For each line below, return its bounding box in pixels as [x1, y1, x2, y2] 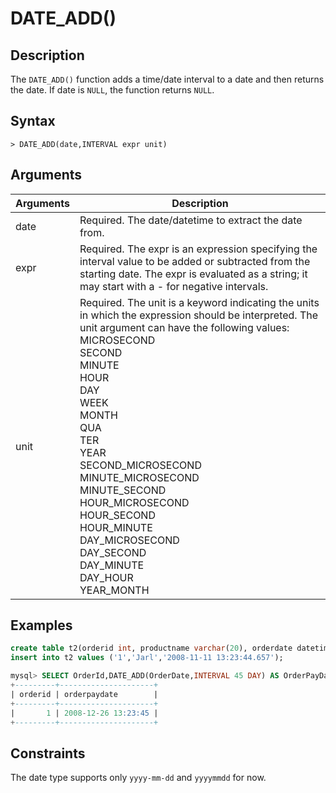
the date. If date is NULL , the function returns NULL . [10, 84, 215, 96]
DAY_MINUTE [79, 558, 145, 572]
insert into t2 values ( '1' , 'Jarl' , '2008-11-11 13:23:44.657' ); [10, 653, 284, 663]
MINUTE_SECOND [79, 483, 167, 497]
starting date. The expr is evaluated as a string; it [79, 267, 308, 281]
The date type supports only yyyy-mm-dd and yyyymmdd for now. [10, 772, 267, 784]
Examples [10, 617, 73, 634]
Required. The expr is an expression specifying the [79, 242, 318, 256]
